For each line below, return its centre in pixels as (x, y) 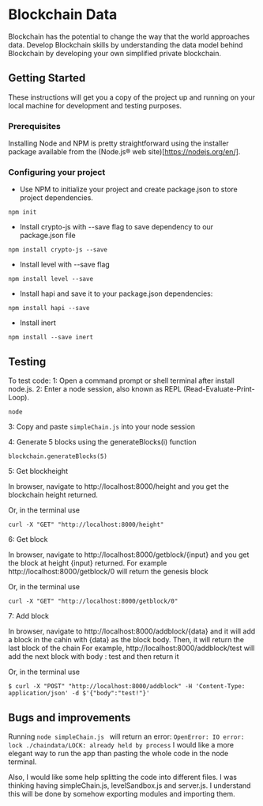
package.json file (48, 236)
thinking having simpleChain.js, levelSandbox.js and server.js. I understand (130, 785)
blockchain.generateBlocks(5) (58, 456)
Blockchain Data (63, 15)
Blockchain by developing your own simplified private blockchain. (115, 53)
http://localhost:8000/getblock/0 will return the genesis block (108, 572)
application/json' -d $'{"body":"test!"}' (79, 694)
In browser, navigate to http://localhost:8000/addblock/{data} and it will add (132, 631)
